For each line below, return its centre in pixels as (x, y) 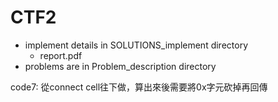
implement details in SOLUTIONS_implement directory (136, 45)
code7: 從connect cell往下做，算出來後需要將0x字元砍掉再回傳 (139, 87)
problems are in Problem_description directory (120, 66)
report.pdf (61, 55)
